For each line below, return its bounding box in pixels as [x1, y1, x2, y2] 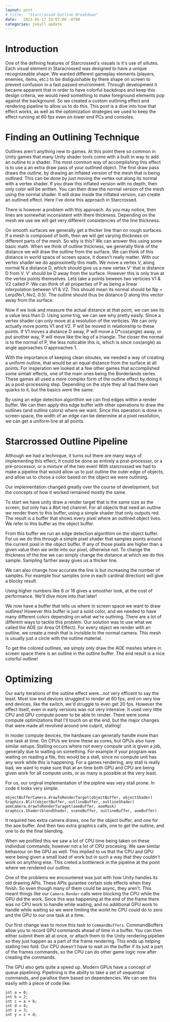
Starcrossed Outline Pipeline [5, 436, 128, 447]
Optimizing [5, 674, 53, 685]
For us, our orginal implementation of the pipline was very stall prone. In [5, 780, 155, 785]
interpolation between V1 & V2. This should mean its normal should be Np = [5, 287, 163, 293]
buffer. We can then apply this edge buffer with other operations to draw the [5, 402, 164, 408]
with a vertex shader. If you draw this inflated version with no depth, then [5, 181, 158, 187]
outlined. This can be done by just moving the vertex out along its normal [5, 175, 157, 181]
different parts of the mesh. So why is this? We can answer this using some [5, 238, 162, 244]
